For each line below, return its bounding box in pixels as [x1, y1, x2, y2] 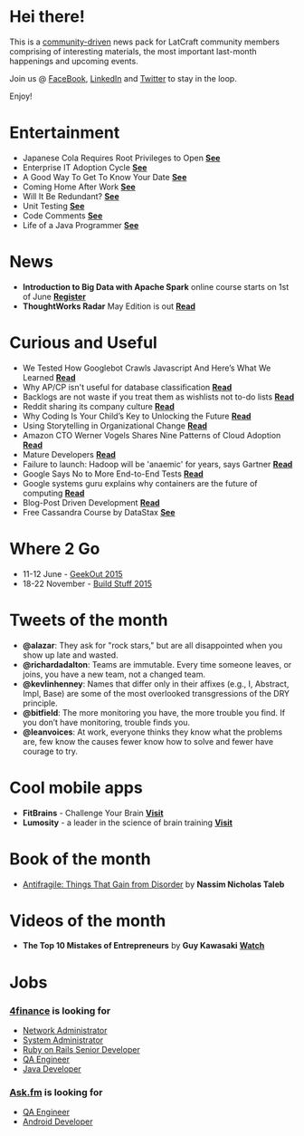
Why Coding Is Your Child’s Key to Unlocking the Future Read [22, 410, 252, 421]
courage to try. [22, 746, 79, 756]
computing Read [22, 487, 85, 498]
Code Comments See [22, 210, 103, 221]
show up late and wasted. [22, 650, 119, 660]
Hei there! [9, 6, 86, 27]
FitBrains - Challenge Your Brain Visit [22, 807, 165, 818]
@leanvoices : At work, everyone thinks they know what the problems [22, 727, 283, 737]
